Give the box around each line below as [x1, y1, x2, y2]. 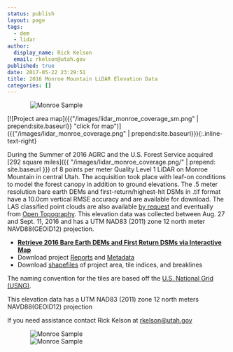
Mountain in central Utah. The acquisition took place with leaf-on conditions [7, 173, 226, 181]
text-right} [7, 137, 37, 146]
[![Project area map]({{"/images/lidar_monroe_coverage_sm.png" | [7, 115, 199, 123]
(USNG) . [7, 281, 31, 290]
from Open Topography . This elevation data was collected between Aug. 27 [7, 210, 225, 218]
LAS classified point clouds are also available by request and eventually [7, 202, 213, 211]
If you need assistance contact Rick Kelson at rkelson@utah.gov [7, 316, 192, 325]
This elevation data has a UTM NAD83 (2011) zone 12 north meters [7, 295, 199, 304]
